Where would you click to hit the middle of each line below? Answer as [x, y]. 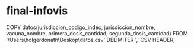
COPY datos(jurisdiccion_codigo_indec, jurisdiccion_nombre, [81, 27]
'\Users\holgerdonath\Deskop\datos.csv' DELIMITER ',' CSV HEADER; [90, 40]
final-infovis [37, 11]
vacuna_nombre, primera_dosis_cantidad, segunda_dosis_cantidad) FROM [97, 33]
